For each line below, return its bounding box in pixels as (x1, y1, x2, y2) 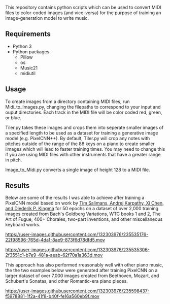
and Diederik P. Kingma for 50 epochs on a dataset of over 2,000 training (5, 206, 159, 212)
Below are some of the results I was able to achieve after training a (5, 195, 145, 201)
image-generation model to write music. (5, 15, 89, 21)
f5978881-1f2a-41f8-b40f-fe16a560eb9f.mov (5, 293, 100, 299)
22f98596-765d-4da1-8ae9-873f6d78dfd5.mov (5, 237, 105, 243)
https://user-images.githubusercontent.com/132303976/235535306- (5, 247, 150, 253)
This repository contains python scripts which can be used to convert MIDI (5, 5, 161, 10)
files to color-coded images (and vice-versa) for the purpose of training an (5, 10, 161, 16)
